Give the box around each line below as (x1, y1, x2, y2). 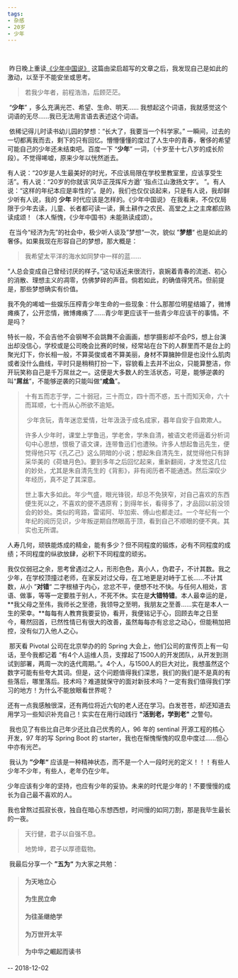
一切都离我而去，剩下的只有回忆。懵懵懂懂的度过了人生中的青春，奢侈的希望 (7, 136, 231, 145)
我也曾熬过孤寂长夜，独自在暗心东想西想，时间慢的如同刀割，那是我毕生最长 (7, 806, 231, 814)
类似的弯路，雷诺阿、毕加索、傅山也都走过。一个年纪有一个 (55, 508, 230, 517)
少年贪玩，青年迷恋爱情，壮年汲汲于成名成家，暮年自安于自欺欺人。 (26, 416, 225, 425)
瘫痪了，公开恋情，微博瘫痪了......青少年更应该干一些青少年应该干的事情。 (7, 309, 223, 317)
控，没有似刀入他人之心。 (7, 626, 82, 635)
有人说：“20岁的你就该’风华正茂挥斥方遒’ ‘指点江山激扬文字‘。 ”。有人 (22, 178, 226, 186)
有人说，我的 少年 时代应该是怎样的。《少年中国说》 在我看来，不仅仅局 (19, 196, 227, 204)
